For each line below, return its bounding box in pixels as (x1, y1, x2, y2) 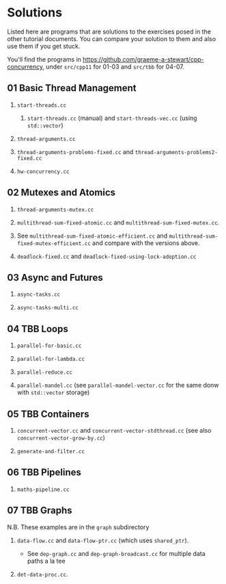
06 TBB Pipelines (7, 467, 82, 479)
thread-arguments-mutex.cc (16, 206, 94, 213)
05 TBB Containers (7, 408, 90, 420)
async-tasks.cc (16, 291, 61, 299)
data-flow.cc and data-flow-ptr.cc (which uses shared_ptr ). (16, 536, 189, 544)
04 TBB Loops (7, 323, 68, 335)
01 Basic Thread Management (7, 82, 137, 94)
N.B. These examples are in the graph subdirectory (7, 522, 150, 531)
